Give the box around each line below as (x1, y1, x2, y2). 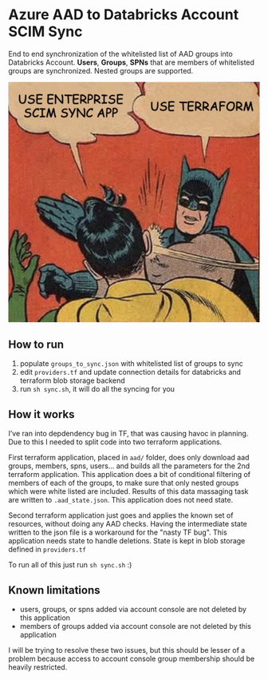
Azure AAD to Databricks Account (8, 6, 239, 24)
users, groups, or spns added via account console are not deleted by (19, 604, 247, 614)
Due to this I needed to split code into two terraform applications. (8, 437, 223, 447)
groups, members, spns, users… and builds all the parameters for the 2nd (8, 461, 250, 471)
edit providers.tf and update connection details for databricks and (19, 368, 242, 377)
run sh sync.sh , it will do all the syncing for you (19, 384, 175, 394)
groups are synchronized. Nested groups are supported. (8, 66, 194, 75)
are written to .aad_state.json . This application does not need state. (8, 495, 234, 505)
